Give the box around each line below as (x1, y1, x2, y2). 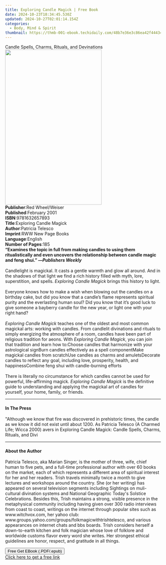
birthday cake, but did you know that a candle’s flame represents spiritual (5, 294, 154, 300)
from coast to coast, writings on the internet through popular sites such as (5, 506, 157, 512)
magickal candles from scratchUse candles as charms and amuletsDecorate (5, 352, 161, 358)
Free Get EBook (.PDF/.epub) (7, 549, 62, 554)
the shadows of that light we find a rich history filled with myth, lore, (5, 273, 144, 279)
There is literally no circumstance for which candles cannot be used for (5, 373, 150, 379)
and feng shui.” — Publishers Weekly (5, 257, 82, 263)
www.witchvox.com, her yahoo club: (5, 512, 80, 518)
